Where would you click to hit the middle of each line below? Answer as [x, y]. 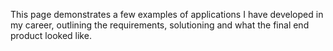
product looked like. [51, 35]
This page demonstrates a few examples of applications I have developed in [167, 14]
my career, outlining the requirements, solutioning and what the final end [160, 25]
